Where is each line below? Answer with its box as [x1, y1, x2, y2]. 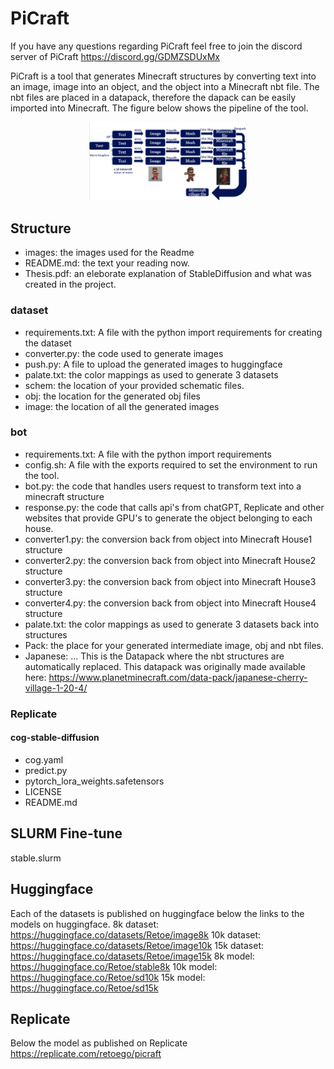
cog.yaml [24, 753, 64, 766]
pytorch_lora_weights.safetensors [24, 775, 165, 787]
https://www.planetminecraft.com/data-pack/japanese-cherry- [48, 671, 308, 683]
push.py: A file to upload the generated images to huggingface [24, 358, 283, 370]
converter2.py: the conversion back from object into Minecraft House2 [24, 554, 317, 566]
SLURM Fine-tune [10, 825, 123, 842]
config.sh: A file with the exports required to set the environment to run [24, 458, 318, 471]
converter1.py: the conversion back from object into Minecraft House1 [24, 533, 313, 545]
